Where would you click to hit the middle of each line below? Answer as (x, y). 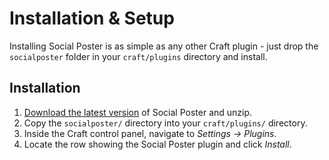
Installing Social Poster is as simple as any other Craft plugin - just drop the (164, 46)
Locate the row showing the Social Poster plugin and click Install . (157, 144)
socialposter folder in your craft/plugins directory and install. (138, 56)
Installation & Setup (92, 18)
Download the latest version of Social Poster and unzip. (138, 112)
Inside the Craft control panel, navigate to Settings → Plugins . (150, 133)
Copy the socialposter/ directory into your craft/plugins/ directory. (165, 123)
